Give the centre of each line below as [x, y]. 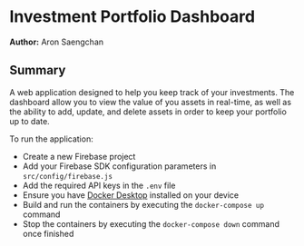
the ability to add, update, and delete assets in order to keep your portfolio [148, 112]
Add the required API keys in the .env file [99, 185]
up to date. [29, 121]
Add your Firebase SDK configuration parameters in [119, 166]
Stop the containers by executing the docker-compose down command [151, 223]
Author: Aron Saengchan [57, 42]
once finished [48, 233]
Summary [38, 70]
